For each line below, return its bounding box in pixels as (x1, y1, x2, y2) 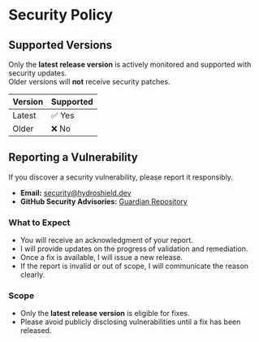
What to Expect (8, 217, 71, 228)
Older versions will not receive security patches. (8, 77, 171, 86)
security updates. (8, 68, 67, 78)
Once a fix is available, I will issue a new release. (19, 253, 183, 262)
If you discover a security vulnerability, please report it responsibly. (8, 172, 234, 182)
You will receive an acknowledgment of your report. (19, 236, 193, 245)
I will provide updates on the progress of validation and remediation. (19, 244, 248, 253)
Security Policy (8, 6, 114, 24)
